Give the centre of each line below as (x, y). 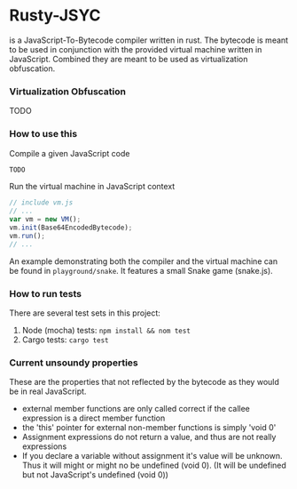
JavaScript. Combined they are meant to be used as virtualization (129, 59)
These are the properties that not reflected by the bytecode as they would (144, 382)
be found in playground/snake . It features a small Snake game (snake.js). (141, 270)
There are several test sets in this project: (85, 313)
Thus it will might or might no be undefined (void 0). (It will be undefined (154, 465)
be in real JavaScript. (48, 391)
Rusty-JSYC (55, 16)
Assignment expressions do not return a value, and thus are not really (149, 437)
